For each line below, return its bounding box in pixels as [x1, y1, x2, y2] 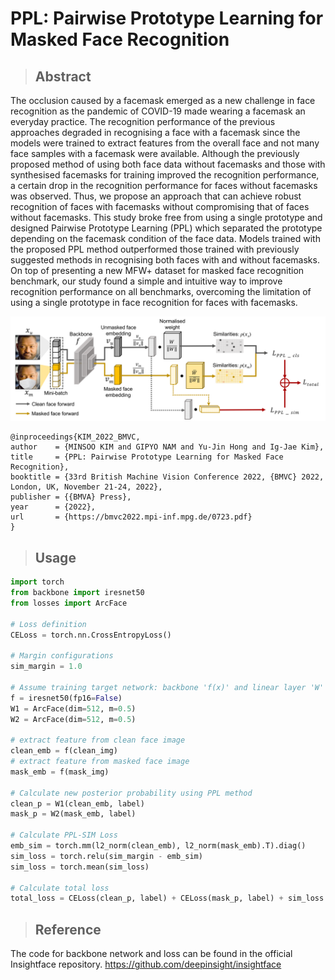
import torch [10, 577, 65, 587]
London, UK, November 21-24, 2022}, [10, 482, 163, 492]
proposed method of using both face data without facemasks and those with [10, 158, 326, 170]
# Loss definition [10, 619, 87, 629]
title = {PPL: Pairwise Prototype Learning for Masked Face [10, 452, 284, 462]
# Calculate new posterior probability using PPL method [10, 788, 253, 798]
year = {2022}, [10, 502, 97, 512]
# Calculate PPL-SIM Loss [10, 830, 118, 841]
